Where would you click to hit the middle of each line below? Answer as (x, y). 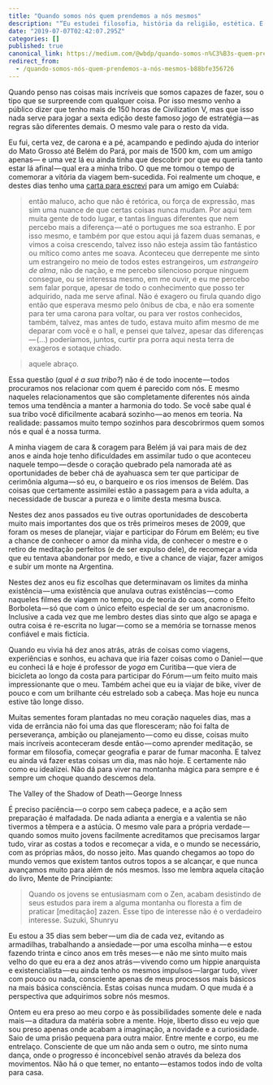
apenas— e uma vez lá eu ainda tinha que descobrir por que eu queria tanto (136, 159)
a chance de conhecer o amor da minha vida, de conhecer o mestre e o (128, 540)
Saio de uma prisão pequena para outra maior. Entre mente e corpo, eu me (133, 1038)
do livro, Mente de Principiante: (61, 878)
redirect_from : (34, 62)
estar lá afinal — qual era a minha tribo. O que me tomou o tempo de (121, 168)
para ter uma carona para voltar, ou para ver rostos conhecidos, (135, 313)
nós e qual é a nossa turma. (55, 431)
